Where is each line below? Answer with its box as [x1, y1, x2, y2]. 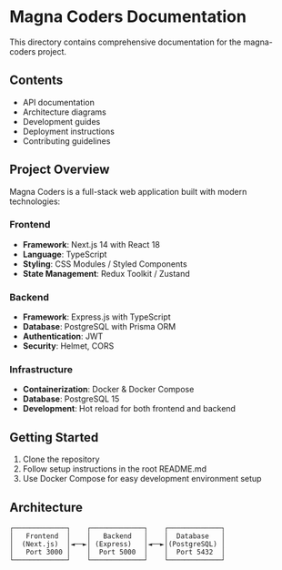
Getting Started [9, 430, 99, 445]
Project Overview [9, 162, 110, 178]
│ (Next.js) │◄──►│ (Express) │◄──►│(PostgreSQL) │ [9, 540, 226, 549]
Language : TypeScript [22, 249, 107, 260]
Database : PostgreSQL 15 [22, 393, 120, 404]
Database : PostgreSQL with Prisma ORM [22, 321, 176, 332]
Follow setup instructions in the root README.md [22, 463, 207, 474]
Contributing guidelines [22, 135, 111, 147]
